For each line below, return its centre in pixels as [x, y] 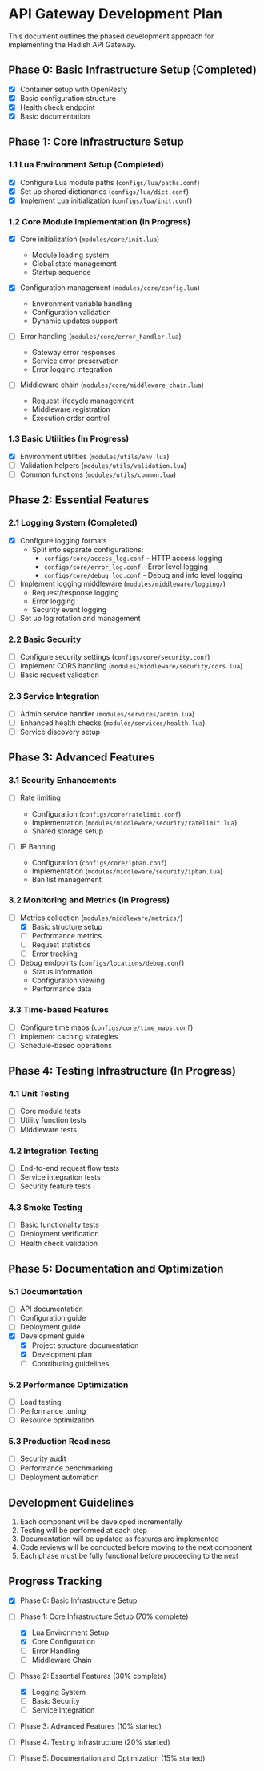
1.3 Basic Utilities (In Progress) [69, 439]
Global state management [74, 264]
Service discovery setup [60, 732]
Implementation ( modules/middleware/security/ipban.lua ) [127, 871]
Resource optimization [57, 1420]
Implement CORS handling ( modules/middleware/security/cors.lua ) [131, 666]
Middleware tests [48, 1129]
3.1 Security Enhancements [62, 781]
